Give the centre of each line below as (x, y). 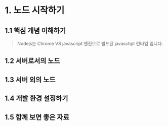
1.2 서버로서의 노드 (32, 61)
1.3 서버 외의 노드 (30, 79)
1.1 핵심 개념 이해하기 (35, 30)
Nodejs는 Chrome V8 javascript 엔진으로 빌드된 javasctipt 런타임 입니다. (90, 44)
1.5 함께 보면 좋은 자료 (37, 117)
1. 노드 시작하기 (35, 10)
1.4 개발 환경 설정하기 (36, 99)
